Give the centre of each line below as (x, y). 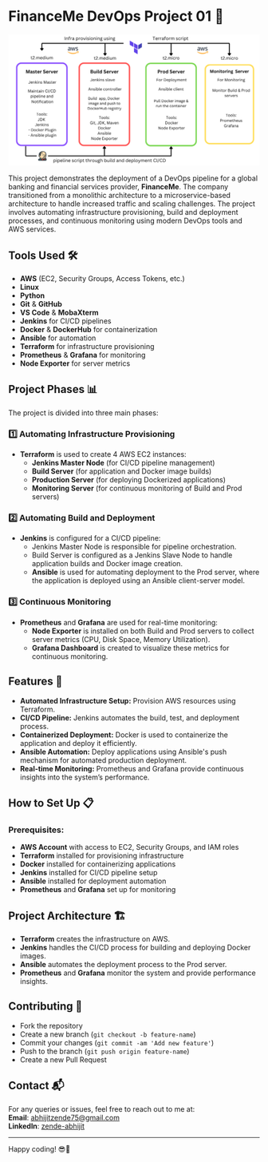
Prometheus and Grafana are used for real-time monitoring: (118, 622)
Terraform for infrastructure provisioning (87, 347)
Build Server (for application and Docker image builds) (122, 471)
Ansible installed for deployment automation (93, 881)
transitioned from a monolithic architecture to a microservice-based (120, 196)
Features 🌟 (35, 682)
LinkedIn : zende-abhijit (47, 1126)
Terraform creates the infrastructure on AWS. (95, 939)
